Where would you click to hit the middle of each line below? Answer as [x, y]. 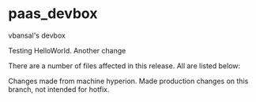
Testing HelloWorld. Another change [67, 50]
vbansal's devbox [37, 35]
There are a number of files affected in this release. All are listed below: [124, 66]
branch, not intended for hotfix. [59, 89]
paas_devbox [53, 14]
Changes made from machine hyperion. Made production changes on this [128, 81]
